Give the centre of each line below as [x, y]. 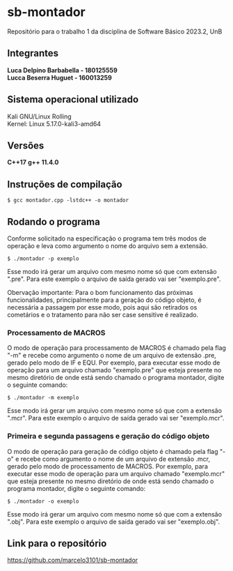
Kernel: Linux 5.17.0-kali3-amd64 [54, 123]
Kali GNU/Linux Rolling [39, 116]
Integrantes [33, 53]
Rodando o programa [54, 221]
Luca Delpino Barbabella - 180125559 [63, 70]
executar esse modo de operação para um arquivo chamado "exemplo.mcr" [116, 473]
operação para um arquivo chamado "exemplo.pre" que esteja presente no [114, 370]
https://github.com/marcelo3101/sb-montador [73, 560]
